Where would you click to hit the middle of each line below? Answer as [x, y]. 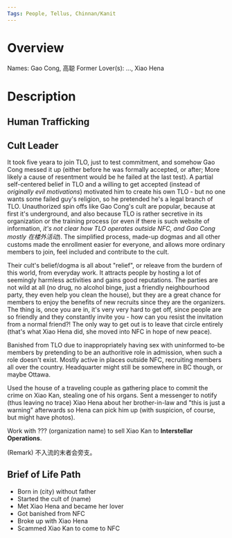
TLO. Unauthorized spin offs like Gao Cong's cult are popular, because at [111, 206]
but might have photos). [41, 417]
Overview [36, 47]
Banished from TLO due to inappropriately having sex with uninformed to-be [116, 345]
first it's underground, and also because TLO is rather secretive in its [105, 214]
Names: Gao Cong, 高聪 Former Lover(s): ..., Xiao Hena [86, 68]
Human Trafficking [48, 122]
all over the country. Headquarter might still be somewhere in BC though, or [115, 367]
